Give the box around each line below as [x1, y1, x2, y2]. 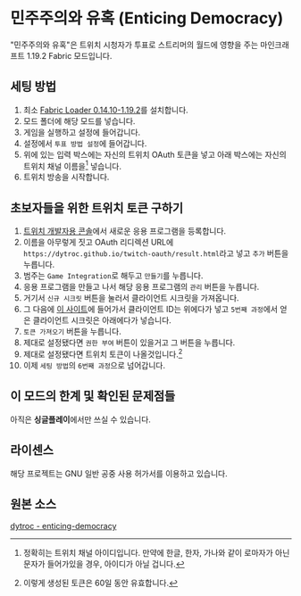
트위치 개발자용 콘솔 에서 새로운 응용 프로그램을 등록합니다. [22, 226, 227, 236]
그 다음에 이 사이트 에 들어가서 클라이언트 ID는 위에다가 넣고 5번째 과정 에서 [22, 304, 278, 315]
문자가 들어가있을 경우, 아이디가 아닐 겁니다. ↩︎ [22, 559, 186, 569]
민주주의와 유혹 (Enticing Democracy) [10, 8, 284, 29]
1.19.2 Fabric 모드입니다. [26, 50, 113, 61]
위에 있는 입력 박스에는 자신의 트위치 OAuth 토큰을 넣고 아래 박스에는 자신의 [22, 149, 287, 160]
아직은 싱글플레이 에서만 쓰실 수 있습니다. [10, 414, 151, 425]
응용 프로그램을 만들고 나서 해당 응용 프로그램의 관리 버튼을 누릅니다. [22, 282, 260, 293]
